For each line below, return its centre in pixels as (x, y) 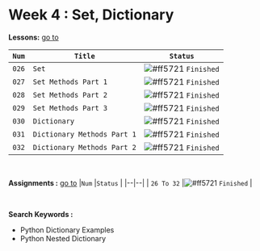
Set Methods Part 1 (70, 82)
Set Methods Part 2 (70, 95)
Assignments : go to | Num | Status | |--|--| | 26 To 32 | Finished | (130, 182)
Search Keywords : (41, 214)
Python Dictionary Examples (67, 230)
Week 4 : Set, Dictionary (91, 15)
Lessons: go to (34, 37)
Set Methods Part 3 (70, 108)
